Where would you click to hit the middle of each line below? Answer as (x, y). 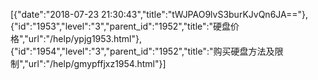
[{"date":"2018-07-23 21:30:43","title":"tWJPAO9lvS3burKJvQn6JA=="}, (159, 14)
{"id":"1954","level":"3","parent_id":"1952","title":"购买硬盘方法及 (142, 51)
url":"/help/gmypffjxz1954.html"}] (97, 63)
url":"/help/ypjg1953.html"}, (85, 38)
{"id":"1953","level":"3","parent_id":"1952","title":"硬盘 (121, 26)
